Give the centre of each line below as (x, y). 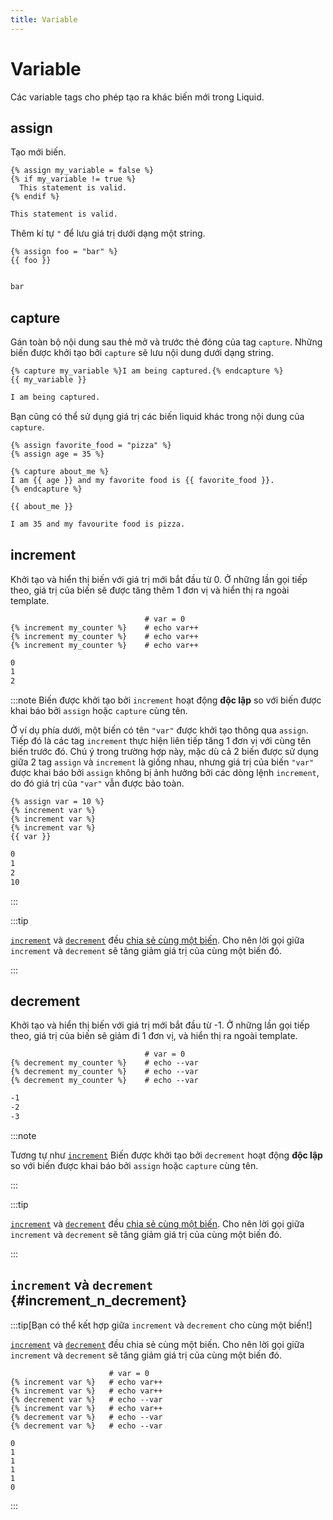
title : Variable (44, 19)
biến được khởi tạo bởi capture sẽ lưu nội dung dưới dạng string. (142, 352)
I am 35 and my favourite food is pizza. (98, 524)
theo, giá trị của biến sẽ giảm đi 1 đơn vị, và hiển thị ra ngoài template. (154, 1036)
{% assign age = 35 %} (57, 454)
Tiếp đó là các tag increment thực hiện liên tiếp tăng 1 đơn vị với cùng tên (161, 741)
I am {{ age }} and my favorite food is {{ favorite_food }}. (142, 480)
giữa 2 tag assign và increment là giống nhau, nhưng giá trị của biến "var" (162, 762)
